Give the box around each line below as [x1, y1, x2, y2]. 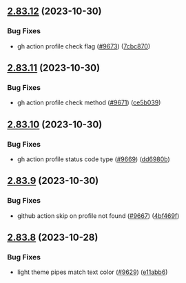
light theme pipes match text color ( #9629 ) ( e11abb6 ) [17, 268, 168, 276]
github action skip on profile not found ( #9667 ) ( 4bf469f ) [17, 211, 180, 220]
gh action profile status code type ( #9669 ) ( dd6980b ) [17, 155, 170, 163]
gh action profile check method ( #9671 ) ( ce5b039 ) [17, 98, 161, 107]
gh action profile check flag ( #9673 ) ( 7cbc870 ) [17, 42, 151, 51]
